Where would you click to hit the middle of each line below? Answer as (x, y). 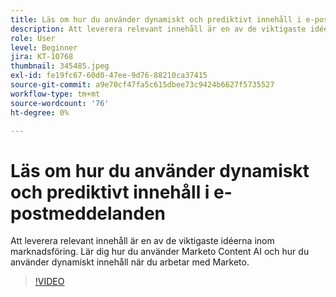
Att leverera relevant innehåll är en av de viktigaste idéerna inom (142, 241)
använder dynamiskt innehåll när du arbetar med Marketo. (130, 262)
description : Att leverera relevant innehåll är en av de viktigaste (158, 29)
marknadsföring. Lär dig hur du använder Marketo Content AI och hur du (160, 252)
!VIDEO (49, 282)
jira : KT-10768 (42, 57)
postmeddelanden (88, 213)
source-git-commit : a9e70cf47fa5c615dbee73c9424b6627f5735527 (142, 85)
